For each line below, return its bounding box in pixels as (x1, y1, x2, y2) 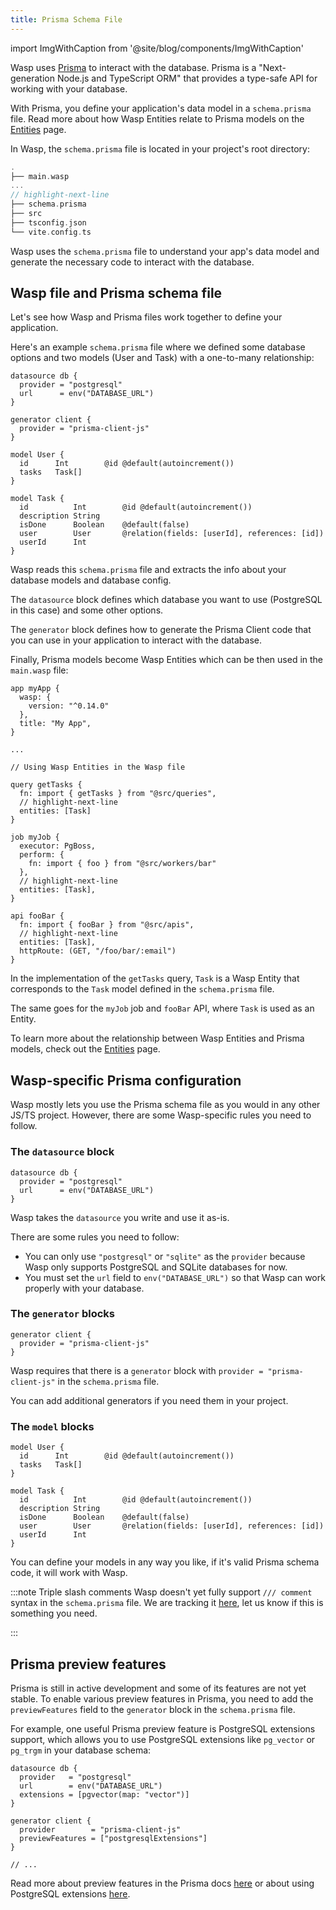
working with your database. (10, 82, 128, 95)
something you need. (10, 1607, 98, 1620)
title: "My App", (19, 719, 92, 729)
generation (10, 72, 55, 84)
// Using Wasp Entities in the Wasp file (10, 762, 186, 773)
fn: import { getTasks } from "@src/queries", (19, 789, 217, 799)
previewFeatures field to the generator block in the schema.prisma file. (10, 1703, 296, 1715)
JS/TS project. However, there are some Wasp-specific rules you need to (10, 1109, 312, 1121)
